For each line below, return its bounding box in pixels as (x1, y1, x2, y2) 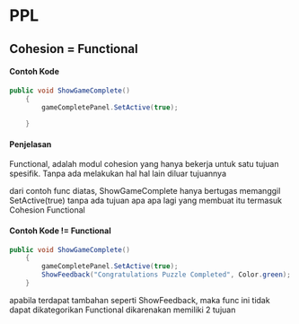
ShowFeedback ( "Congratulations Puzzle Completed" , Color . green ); (41, 270, 292, 279)
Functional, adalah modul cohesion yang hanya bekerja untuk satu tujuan (9, 159, 279, 170)
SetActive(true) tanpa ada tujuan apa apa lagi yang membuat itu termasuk (9, 195, 283, 206)
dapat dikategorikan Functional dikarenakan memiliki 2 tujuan (9, 304, 236, 315)
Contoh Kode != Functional (9, 225, 111, 236)
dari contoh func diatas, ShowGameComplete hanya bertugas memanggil (9, 186, 281, 197)
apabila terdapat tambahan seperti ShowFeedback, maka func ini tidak (9, 294, 271, 305)
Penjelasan (9, 138, 52, 149)
